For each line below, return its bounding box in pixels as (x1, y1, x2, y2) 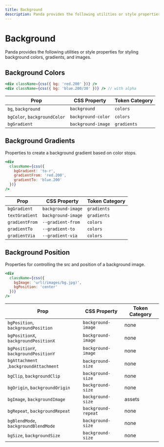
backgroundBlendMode (7, 423, 55, 429)
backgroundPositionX (7, 338, 55, 343)
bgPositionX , (7, 332, 37, 339)
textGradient (7, 212, 38, 218)
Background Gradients (5, 137, 75, 145)
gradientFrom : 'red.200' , (14, 173, 67, 178)
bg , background (7, 105, 41, 112)
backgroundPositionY (7, 351, 55, 356)
